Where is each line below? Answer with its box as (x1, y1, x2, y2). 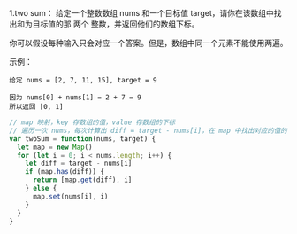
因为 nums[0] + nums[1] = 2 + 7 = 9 (9, 93, 141, 102)
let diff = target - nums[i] (25, 159, 133, 168)
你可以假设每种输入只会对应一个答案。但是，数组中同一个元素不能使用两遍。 (9, 38, 288, 48)
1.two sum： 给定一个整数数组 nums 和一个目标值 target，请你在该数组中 (9, 8, 274, 18)
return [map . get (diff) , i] (32, 175, 133, 184)
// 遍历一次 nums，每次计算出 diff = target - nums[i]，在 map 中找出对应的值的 (9, 126, 287, 135)
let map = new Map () (17, 143, 93, 152)
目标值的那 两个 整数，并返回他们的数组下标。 (32, 19, 200, 29)
